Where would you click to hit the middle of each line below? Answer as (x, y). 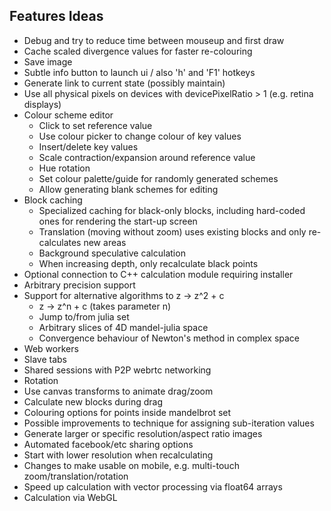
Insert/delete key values (88, 146)
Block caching (53, 200)
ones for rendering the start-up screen (118, 221)
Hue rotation (64, 168)
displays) (42, 104)
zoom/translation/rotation (76, 476)
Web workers (51, 348)
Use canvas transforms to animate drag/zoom (118, 391)
